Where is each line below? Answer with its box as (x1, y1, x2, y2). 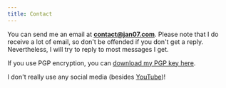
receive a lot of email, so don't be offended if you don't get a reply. (7, 37, 204, 46)
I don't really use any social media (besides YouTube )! (7, 72, 166, 81)
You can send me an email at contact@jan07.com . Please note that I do (7, 30, 219, 38)
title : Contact (7, 10, 53, 18)
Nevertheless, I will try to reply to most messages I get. (7, 45, 169, 53)
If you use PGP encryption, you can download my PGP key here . (7, 58, 196, 67)
